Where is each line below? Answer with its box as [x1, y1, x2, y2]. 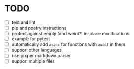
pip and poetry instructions [11, 25, 67, 31]
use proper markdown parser [11, 53, 71, 59]
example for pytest [11, 36, 50, 42]
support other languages [11, 47, 62, 53]
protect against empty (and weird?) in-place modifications [11, 31, 130, 36]
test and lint [11, 19, 36, 25]
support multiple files [11, 58, 55, 64]
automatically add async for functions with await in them [11, 41, 126, 47]
